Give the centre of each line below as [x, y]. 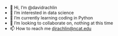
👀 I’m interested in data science [42, 13]
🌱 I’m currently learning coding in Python [51, 18]
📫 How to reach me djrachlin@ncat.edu [51, 28]
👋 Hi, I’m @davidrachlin [34, 8]
